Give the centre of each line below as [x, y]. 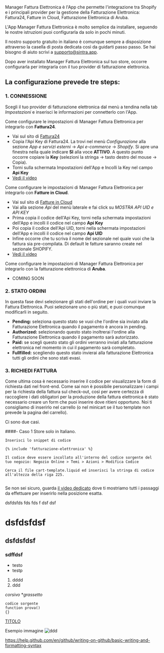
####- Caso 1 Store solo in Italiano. [41, 432]
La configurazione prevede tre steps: [63, 82]
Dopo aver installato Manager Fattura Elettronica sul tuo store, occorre [76, 61]
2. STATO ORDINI [26, 291]
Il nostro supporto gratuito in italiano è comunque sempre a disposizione [78, 42]
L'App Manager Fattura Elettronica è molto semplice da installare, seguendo [81, 27]
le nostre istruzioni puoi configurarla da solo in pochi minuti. [66, 32]
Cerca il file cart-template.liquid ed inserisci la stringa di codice [80, 471]
